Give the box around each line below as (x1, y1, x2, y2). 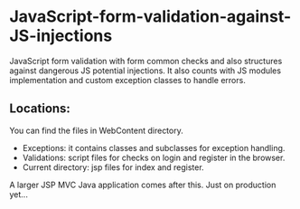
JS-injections (9, 25, 113, 46)
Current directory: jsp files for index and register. (22, 161, 205, 173)
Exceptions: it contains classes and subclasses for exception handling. (22, 142, 286, 153)
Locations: (9, 101, 70, 117)
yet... (9, 188, 29, 200)
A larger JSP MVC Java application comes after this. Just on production (9, 179, 277, 190)
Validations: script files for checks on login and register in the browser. (22, 152, 286, 163)
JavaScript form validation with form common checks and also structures (9, 55, 283, 66)
